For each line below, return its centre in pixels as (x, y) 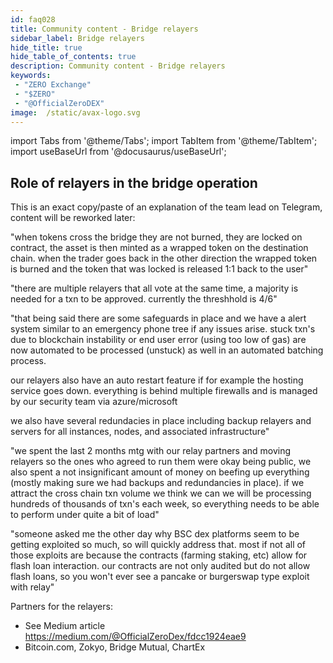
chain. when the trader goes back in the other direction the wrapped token (164, 258)
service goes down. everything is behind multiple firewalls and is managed (164, 391)
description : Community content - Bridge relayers (118, 66)
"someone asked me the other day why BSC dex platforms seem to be (155, 534)
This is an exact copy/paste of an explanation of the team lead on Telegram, (166, 207)
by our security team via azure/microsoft (94, 402)
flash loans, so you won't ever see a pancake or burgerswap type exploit (160, 577)
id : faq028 (33, 19)
